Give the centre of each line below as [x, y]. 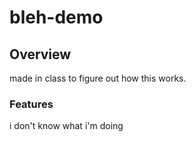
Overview [40, 54]
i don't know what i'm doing [66, 126]
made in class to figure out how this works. [98, 78]
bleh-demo [56, 17]
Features [31, 104]
